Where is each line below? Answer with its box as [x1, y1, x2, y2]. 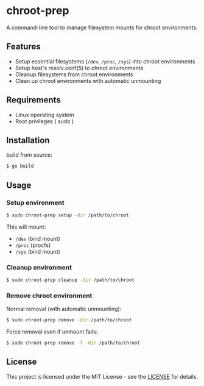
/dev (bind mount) [15, 235, 61, 242]
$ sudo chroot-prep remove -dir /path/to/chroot [6, 317, 132, 323]
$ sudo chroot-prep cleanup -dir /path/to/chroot [6, 277, 135, 284]
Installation [6, 135, 50, 145]
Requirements [6, 95, 61, 105]
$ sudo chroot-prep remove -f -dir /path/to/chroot [6, 340, 140, 346]
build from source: [6, 151, 53, 159]
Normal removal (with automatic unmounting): [6, 306, 122, 313]
